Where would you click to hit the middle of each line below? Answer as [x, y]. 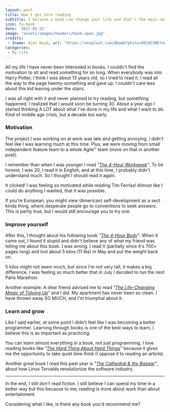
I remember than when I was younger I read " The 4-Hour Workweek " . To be [84, 164]
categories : [18, 48]
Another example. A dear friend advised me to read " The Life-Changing [80, 288]
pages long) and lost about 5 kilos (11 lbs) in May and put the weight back [82, 252]
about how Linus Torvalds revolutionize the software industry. [70, 369]
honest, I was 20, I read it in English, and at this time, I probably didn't [78, 170]
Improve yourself [27, 224]
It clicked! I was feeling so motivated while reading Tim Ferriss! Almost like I [84, 185]
